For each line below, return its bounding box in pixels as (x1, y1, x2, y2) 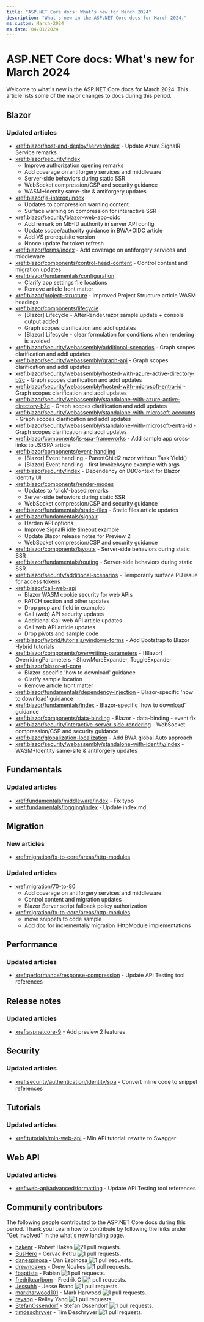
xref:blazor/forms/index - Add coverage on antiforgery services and (15, 246, 186, 253)
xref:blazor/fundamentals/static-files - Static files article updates (15, 506, 178, 513)
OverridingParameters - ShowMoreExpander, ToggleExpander (15, 655, 172, 663)
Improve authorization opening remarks (24, 162, 124, 169)
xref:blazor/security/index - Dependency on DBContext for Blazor (15, 467, 180, 474)
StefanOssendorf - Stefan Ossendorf (15, 1302, 109, 1309)
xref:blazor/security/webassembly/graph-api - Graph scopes (15, 356, 169, 364)
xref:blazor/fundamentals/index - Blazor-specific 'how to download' (15, 701, 186, 709)
